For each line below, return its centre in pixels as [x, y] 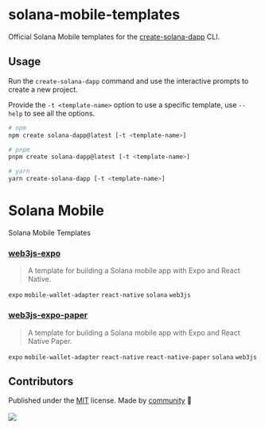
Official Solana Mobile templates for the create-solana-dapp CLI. [114, 37]
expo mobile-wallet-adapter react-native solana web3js [99, 295]
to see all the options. [60, 113]
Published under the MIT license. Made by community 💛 [100, 400]
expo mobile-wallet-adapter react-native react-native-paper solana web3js [132, 357]
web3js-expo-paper [48, 315]
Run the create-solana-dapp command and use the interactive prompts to [129, 80]
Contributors [41, 381]
